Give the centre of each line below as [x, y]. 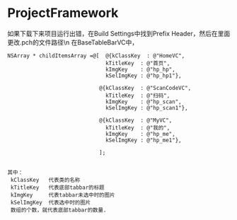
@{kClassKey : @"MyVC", [135, 120]
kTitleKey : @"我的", [138, 128]
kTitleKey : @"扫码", [138, 95]
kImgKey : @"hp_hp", [140, 69]
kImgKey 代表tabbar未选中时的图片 [63, 195]
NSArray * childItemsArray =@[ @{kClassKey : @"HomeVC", [96, 56]
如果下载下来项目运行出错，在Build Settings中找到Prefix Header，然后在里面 [119, 33]
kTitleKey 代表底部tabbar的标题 [57, 187]
